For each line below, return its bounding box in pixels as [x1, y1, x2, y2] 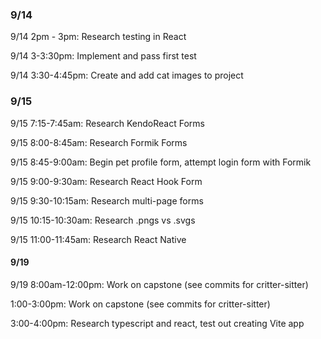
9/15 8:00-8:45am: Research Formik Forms [10, 136, 188, 148]
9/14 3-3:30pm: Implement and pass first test [10, 50, 197, 62]
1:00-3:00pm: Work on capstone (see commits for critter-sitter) [10, 298, 271, 310]
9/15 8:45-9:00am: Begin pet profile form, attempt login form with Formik [10, 156, 312, 168]
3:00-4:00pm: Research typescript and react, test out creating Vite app [10, 317, 305, 329]
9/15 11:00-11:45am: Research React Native [10, 233, 187, 245]
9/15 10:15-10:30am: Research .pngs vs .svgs [10, 214, 196, 226]
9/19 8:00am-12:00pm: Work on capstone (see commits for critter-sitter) [10, 278, 309, 290]
